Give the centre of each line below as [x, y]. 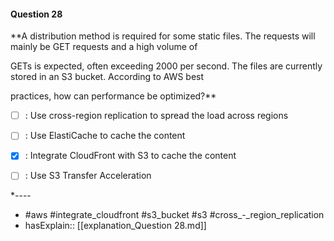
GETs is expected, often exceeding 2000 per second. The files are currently [166, 66]
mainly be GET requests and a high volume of [104, 47]
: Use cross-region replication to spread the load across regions [156, 116]
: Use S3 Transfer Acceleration [88, 176]
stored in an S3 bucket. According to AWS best [107, 77]
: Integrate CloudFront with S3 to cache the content [130, 156]
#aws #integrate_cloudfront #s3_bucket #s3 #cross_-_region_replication [174, 215]
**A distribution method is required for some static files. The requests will [163, 36]
